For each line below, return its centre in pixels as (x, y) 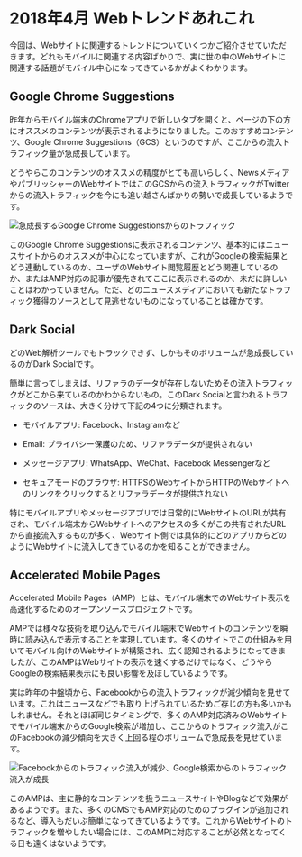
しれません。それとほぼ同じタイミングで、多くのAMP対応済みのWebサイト (149, 715)
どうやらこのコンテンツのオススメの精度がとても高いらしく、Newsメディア (150, 172)
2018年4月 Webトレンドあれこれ (132, 18)
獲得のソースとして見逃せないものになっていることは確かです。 (151, 301)
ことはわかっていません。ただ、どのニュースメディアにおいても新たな (138, 289)
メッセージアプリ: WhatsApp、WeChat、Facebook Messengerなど (146, 463)
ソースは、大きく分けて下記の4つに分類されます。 (133, 406)
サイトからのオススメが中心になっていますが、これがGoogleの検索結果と (152, 255)
